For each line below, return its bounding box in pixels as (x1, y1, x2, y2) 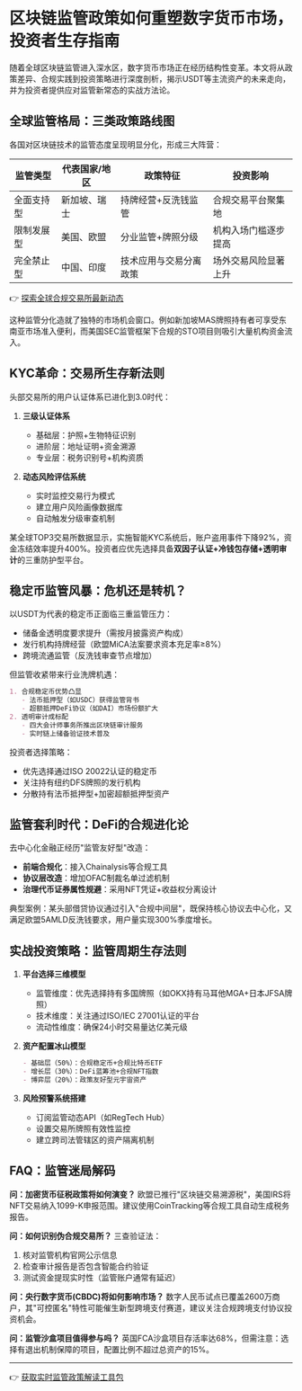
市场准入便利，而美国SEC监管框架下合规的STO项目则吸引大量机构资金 (24, 325, 285, 336)
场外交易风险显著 (212, 254, 286, 266)
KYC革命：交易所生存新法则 (9, 366, 165, 381)
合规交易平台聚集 (212, 193, 286, 206)
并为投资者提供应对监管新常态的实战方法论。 (9, 85, 175, 95)
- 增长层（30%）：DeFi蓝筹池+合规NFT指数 (22, 1067, 159, 1076)
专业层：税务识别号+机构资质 (35, 451, 144, 463)
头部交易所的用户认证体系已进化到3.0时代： (9, 391, 171, 402)
